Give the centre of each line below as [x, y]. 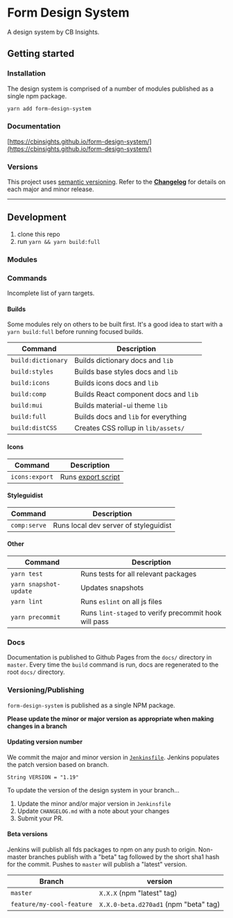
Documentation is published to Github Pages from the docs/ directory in [110, 657]
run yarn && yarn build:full [59, 241]
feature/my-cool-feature [52, 904]
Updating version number [45, 742]
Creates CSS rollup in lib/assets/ [129, 428]
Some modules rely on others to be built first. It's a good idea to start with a [115, 324]
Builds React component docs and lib [136, 394]
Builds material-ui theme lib [121, 405]
